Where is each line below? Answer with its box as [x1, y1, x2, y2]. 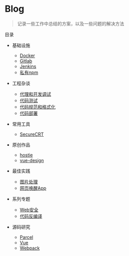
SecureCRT [19, 131, 44, 137]
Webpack [19, 245, 40, 251]
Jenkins [19, 63, 37, 69]
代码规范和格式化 [19, 104, 56, 110]
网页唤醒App [19, 185, 47, 191]
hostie [19, 151, 33, 158]
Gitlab [19, 58, 33, 64]
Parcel [19, 234, 34, 240]
